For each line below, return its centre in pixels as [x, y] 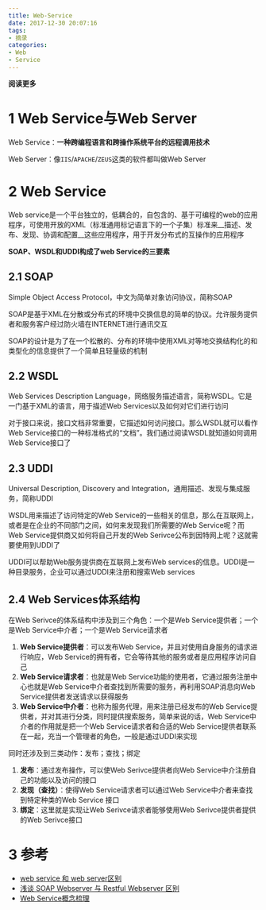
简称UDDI [38, 498]
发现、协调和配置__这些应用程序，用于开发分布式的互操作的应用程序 [133, 234]
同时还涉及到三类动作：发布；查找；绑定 [74, 753]
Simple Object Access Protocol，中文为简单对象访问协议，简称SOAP [120, 297]
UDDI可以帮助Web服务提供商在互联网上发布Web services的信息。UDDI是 [128, 562]
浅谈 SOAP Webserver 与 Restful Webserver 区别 [100, 888]
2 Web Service [58, 192]
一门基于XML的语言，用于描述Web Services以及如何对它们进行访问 [118, 406]
